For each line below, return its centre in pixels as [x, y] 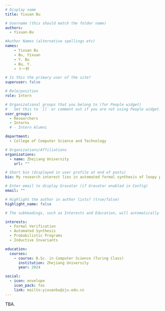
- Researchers [24, 118]
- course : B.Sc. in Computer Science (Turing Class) [69, 258]
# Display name [21, 10]
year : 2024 [29, 267]
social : [13, 276]
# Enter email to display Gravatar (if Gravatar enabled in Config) [77, 186]
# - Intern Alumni [28, 128]
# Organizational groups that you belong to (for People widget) [73, 104]
